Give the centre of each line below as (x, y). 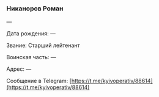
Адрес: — (19, 69)
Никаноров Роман (35, 9)
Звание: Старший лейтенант (43, 45)
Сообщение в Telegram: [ (39, 81)
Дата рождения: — (31, 34)
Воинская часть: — (31, 57)
